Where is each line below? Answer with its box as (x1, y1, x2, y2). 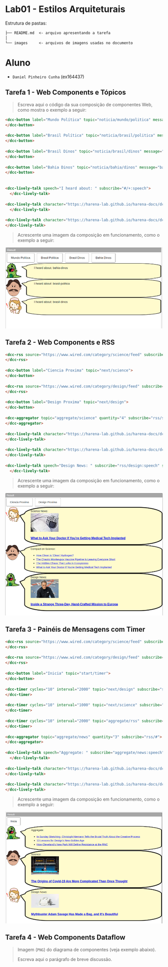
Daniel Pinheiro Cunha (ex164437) (12, 74, 84, 80)
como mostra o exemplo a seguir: (17, 107, 86, 113)
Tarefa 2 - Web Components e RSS (5, 338, 115, 347)
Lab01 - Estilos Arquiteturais (5, 4, 125, 15)
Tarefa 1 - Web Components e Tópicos (5, 88, 126, 97)
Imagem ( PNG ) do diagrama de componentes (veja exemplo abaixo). (17, 946, 156, 952)
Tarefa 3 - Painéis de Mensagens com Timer (5, 625, 145, 634)
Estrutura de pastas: (5, 20, 47, 26)
